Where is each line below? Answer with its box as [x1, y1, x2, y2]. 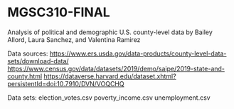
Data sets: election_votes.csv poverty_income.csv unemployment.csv [7, 93, 211, 102]
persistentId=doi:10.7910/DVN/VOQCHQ [7, 79, 124, 88]
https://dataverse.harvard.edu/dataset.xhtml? [43, 72, 176, 81]
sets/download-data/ [7, 56, 69, 65]
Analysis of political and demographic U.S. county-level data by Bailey [7, 28, 213, 36]
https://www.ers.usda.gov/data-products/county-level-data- [49, 49, 227, 58]
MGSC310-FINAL [7, 4, 110, 21]
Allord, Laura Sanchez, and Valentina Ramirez [7, 35, 141, 43]
